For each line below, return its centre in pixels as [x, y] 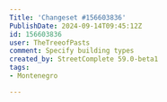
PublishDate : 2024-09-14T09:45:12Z [76, 26]
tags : [19, 68]
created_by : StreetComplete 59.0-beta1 [84, 59]
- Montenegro [34, 76]
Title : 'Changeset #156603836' [68, 17]
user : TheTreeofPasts [50, 42]
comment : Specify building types [72, 51]
